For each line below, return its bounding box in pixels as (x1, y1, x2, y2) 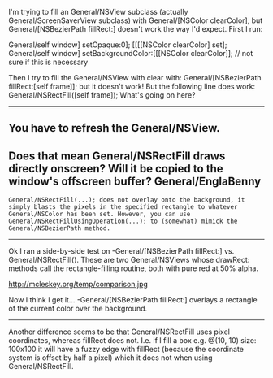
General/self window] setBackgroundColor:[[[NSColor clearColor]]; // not (8, 49, 253, 58)
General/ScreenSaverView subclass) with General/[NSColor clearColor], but (8, 15, 263, 25)
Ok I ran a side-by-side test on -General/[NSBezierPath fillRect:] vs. (8, 246, 235, 256)
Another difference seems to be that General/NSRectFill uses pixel (8, 327, 230, 337)
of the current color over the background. (8, 304, 148, 314)
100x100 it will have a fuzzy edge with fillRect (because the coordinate (8, 345, 244, 354)
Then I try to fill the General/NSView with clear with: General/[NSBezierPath (8, 73, 262, 82)
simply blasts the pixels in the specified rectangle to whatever (8, 203, 238, 211)
